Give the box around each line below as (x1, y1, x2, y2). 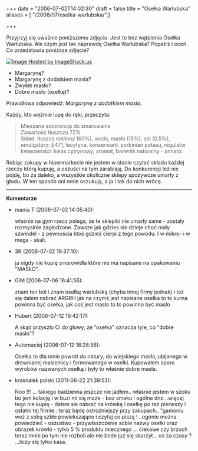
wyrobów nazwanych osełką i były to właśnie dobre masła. (14, 366, 157, 372)
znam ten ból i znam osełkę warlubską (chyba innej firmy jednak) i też (14, 288, 184, 295)
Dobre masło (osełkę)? (14, 88, 70, 95)
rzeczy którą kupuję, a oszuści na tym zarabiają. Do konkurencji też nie (6, 165, 179, 172)
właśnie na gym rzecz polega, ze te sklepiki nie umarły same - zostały (14, 218, 184, 225)
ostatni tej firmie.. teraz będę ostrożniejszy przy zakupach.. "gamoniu (14, 407, 184, 414)
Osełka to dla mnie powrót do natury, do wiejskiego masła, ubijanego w (14, 353, 188, 360)
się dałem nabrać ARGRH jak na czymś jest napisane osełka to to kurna (14, 295, 188, 301)
